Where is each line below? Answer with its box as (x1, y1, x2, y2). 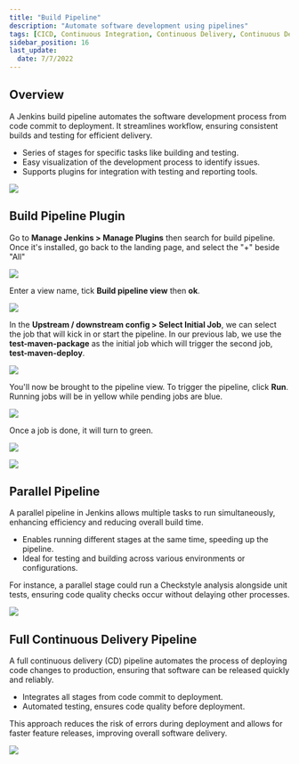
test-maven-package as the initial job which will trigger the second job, (9, 337, 273, 348)
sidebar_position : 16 (9, 37, 90, 47)
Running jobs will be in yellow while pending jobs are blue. (9, 391, 223, 402)
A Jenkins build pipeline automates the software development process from (9, 110, 287, 121)
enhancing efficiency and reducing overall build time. (9, 517, 204, 528)
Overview (9, 87, 65, 102)
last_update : (9, 46, 58, 55)
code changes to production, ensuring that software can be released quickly (9, 665, 290, 676)
